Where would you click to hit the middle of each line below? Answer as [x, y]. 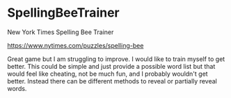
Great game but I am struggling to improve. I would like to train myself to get [116, 59]
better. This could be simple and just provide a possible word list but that [111, 66]
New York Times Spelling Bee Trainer [61, 32]
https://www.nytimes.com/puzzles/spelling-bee [75, 45]
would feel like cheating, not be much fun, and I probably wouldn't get [107, 74]
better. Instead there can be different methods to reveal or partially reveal [112, 81]
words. [17, 88]
